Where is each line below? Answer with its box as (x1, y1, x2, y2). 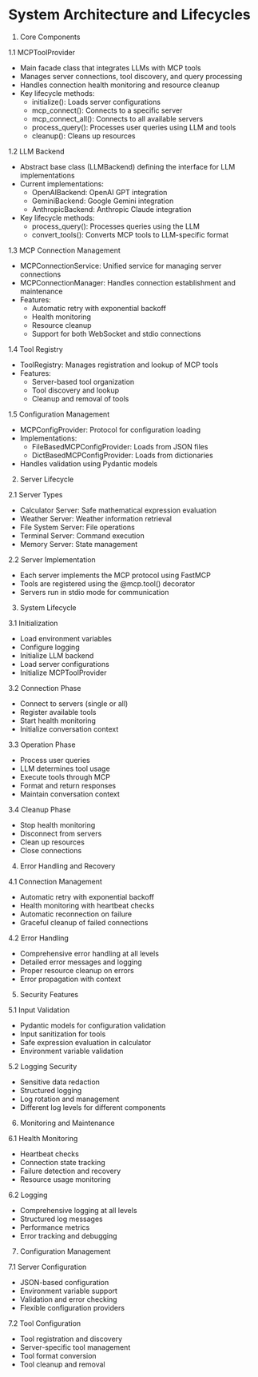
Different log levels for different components (19, 1102, 166, 1112)
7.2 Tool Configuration (8, 1318, 81, 1328)
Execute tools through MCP (19, 772, 110, 781)
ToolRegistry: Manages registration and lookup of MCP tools (19, 360, 219, 369)
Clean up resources (19, 837, 85, 847)
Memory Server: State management (19, 539, 138, 549)
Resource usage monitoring (19, 1174, 111, 1184)
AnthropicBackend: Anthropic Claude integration (31, 204, 192, 214)
